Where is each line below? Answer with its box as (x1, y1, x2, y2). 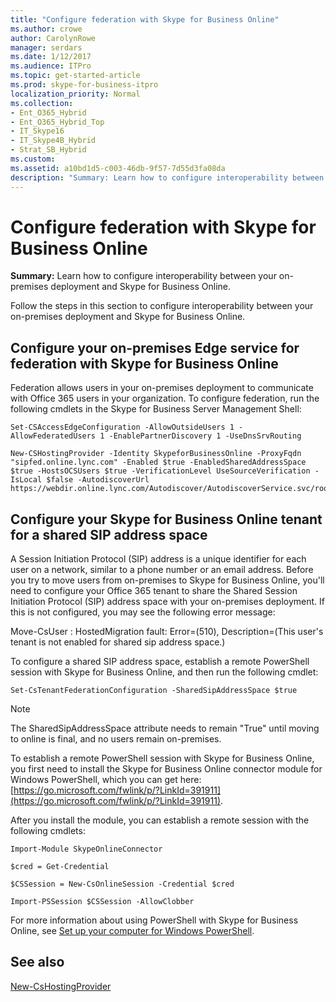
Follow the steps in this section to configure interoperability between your (10, 300, 314, 312)
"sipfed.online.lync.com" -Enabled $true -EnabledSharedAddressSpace (10, 457, 307, 468)
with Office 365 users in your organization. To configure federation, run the (10, 392, 320, 405)
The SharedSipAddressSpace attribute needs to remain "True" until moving (10, 722, 320, 735)
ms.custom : (10, 154, 56, 164)
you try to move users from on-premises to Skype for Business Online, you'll (10, 574, 325, 586)
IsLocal (10, 475, 43, 485)
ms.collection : (10, 98, 74, 108)
